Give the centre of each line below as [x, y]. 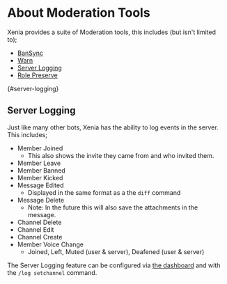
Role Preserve [37, 75]
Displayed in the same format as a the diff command [104, 192]
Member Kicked [40, 177]
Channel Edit [36, 229]
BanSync [30, 53]
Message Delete [41, 200]
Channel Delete [39, 222]
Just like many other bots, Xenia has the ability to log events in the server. [113, 127]
